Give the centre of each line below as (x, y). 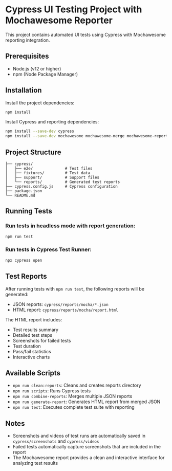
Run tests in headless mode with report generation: (70, 226)
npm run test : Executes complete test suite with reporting (73, 407)
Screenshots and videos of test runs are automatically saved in (79, 436)
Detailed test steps (33, 335)
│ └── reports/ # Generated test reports (63, 182)
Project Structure (33, 152)
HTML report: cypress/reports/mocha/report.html (66, 310)
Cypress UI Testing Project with (74, 10)
